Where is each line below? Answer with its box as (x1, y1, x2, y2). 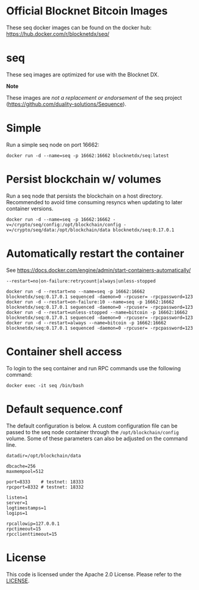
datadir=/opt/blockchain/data (6, 453, 82, 459)
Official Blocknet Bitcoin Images (6, 4, 168, 18)
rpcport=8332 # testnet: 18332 (6, 484, 84, 490)
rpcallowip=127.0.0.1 (6, 521, 60, 527)
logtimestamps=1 (6, 505, 46, 511)
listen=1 (6, 494, 28, 500)
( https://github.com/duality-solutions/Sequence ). (6, 100, 127, 107)
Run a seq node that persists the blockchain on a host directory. (6, 192, 163, 199)
